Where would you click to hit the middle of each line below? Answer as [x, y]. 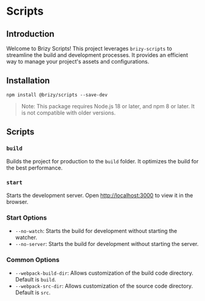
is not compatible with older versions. [68, 113]
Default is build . [35, 280]
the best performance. [34, 168]
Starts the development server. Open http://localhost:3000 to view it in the [100, 195]
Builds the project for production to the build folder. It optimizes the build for [103, 161]
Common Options [33, 260]
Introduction [31, 34]
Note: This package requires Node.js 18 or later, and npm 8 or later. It [108, 106]
